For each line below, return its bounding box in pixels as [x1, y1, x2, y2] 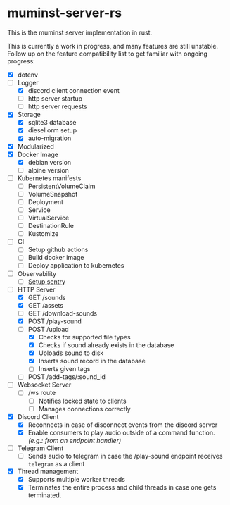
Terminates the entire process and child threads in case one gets [27, 483, 217, 492]
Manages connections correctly [38, 404, 132, 413]
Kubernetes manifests [17, 174, 82, 182]
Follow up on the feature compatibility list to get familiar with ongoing [7, 49, 207, 58]
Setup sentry [27, 277, 65, 286]
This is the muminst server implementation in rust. [7, 28, 153, 37]
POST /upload [27, 325, 69, 333]
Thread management [17, 467, 79, 475]
